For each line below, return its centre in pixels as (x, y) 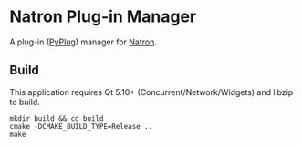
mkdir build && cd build (57, 118)
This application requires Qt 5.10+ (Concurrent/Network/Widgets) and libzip (151, 92)
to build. (25, 102)
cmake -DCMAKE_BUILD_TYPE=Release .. (81, 126)
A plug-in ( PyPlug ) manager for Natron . (83, 42)
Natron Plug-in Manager (103, 17)
